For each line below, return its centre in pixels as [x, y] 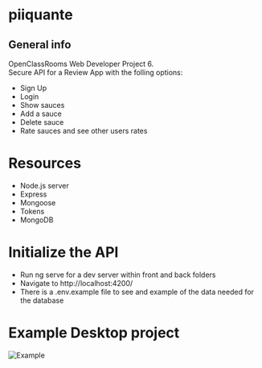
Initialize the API [63, 252]
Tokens [32, 211]
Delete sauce [42, 122]
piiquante [41, 15]
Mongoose [38, 202]
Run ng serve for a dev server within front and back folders [118, 275]
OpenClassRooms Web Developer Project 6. [81, 64]
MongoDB [37, 220]
